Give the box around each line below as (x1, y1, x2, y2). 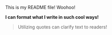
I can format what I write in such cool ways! (5, 14, 99, 20)
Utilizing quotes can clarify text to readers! (17, 24, 107, 30)
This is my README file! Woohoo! (5, 5, 75, 10)
